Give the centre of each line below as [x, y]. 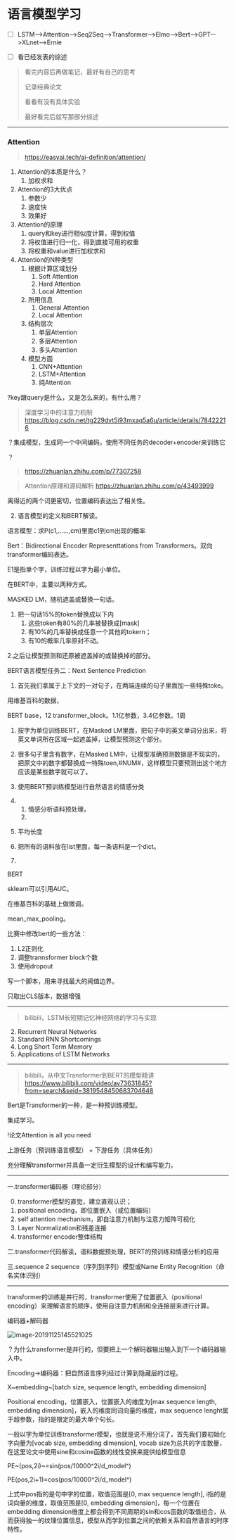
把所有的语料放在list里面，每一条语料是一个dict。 [88, 847]
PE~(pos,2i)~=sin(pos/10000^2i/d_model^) [69, 1466]
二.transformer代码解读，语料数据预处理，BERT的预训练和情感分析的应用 [113, 1252]
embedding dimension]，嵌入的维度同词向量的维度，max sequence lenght [115, 1410]
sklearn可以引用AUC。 [40, 889]
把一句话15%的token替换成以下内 [66, 614]
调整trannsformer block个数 [58, 957]
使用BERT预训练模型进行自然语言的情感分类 [81, 787]
